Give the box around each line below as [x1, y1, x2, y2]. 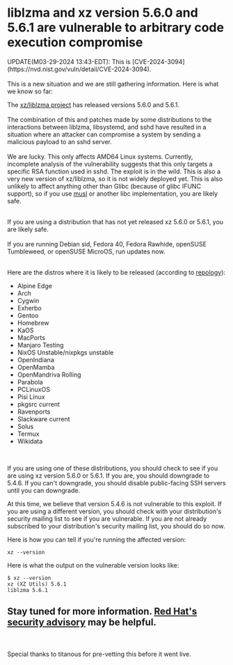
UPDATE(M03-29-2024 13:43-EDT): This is [7, 57, 131, 65]
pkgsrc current [17, 400, 61, 408]
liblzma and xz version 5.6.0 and [7, 5, 198, 21]
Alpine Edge [17, 281, 52, 290]
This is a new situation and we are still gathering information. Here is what [7, 79, 219, 88]
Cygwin [17, 296, 40, 304]
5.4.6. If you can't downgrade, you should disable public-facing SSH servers [7, 478, 226, 487]
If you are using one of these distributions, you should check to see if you [7, 464, 218, 472]
